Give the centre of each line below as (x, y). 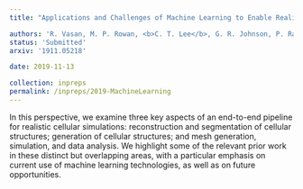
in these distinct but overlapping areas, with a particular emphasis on (138, 155)
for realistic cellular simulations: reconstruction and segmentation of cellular (150, 126)
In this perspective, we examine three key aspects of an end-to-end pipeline (151, 117)
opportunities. (35, 174)
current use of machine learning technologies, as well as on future (133, 165)
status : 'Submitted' (48, 42)
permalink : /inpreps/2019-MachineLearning (90, 92)
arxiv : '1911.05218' (48, 50)
